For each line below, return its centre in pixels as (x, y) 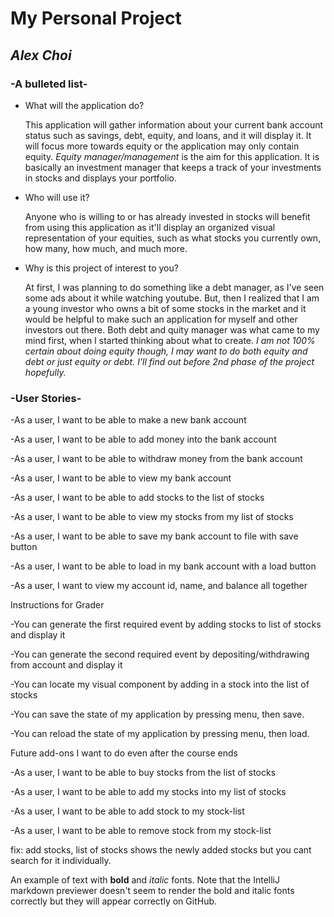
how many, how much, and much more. (106, 248)
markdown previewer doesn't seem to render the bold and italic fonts (152, 891)
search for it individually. (61, 861)
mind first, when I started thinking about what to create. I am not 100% (170, 340)
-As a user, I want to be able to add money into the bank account (143, 439)
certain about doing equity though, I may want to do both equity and (166, 351)
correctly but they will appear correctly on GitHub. (114, 901)
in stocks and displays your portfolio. (100, 178)
